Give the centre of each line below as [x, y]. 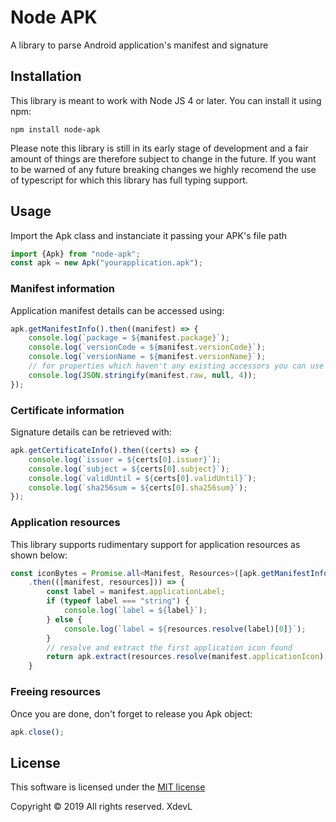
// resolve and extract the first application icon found [169, 647]
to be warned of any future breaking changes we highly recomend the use [163, 169]
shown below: [39, 555]
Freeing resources [56, 692]
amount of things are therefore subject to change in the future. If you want [163, 158]
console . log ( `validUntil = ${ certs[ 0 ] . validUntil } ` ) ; [142, 478]
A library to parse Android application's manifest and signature [139, 45]
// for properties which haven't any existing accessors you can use [176, 366]
